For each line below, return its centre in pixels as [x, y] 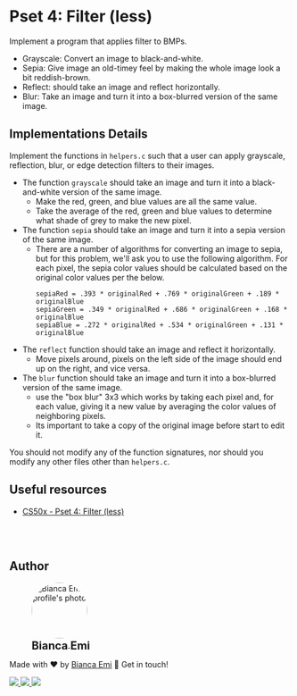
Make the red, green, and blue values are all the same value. [146, 201]
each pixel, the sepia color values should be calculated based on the [161, 268]
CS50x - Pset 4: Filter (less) [73, 511]
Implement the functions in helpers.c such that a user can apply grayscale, [147, 155]
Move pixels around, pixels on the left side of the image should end [159, 358]
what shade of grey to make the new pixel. [113, 220]
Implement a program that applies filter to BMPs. [98, 41]
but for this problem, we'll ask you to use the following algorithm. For [161, 258]
